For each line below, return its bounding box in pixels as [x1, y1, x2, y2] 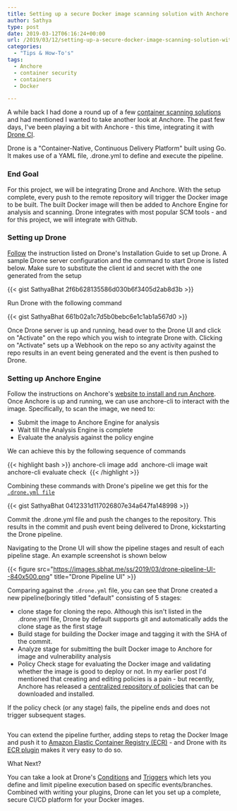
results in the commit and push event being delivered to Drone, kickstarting [7, 523, 226, 531]
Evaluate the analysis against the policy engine [17, 433, 154, 441]
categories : [7, 43, 42, 50]
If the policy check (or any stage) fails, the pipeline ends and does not [7, 703, 210, 712]
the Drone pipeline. [7, 530, 63, 539]
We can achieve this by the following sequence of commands [7, 447, 186, 456]
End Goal [7, 169, 39, 179]
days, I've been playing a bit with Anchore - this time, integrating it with [7, 123, 214, 131]
